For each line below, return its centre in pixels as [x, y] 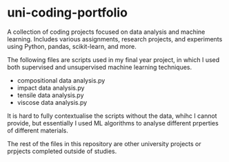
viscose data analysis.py [52, 102]
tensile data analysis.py [50, 95]
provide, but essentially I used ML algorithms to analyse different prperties [113, 123]
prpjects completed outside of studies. [62, 151]
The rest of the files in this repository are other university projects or [104, 143]
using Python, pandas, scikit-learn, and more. [72, 46]
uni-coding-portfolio [67, 13]
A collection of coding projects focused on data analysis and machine [106, 32]
